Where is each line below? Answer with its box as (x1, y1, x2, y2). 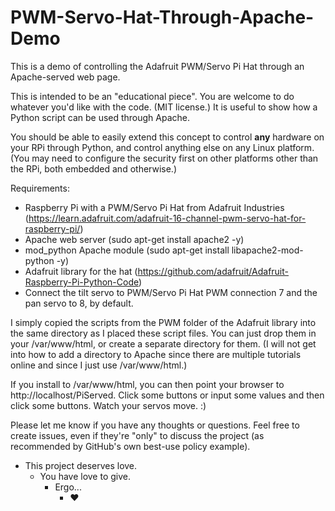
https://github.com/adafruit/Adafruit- (137, 265, 290, 277)
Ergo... (54, 481, 82, 493)
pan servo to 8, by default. (24, 297, 134, 309)
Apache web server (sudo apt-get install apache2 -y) (24, 233, 245, 245)
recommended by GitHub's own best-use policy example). (10, 440, 251, 452)
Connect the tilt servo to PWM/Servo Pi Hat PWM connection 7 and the (24, 286, 318, 298)
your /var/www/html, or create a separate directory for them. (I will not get (10, 337, 317, 350)
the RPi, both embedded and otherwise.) (10, 162, 177, 175)
